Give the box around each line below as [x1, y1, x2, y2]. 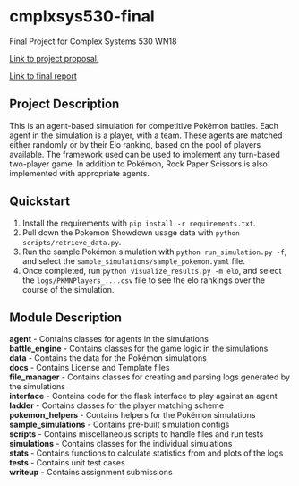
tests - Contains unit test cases [9, 457, 125, 468]
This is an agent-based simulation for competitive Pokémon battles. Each [9, 120, 279, 131]
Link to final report [9, 70, 78, 81]
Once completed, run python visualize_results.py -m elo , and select [21, 265, 282, 276]
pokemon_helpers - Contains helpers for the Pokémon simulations [9, 410, 256, 421]
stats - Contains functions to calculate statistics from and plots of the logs [9, 448, 284, 458]
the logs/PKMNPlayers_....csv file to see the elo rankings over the [21, 275, 266, 286]
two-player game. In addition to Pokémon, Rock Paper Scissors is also [9, 158, 269, 169]
